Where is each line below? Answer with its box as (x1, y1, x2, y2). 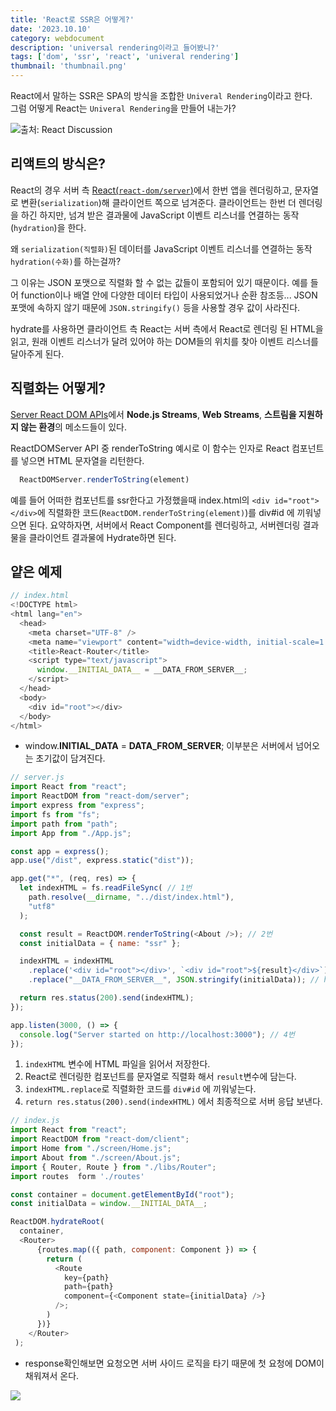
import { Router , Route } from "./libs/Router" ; (10, 1162, 217, 1172)
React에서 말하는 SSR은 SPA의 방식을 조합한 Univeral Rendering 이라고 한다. (10, 90, 313, 101)
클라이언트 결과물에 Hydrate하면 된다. (28, 531, 177, 543)
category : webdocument (10, 33, 105, 43)
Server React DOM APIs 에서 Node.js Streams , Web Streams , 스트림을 (10, 408, 297, 420)
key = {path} (63, 1272, 110, 1283)
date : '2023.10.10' (10, 24, 92, 34)
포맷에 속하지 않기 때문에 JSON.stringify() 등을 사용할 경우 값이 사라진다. (10, 301, 301, 313)
